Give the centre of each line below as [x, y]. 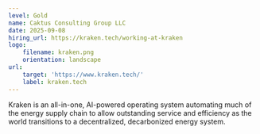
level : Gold [28, 15]
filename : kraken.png [58, 52]
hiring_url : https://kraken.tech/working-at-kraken [95, 38]
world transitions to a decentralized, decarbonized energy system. [117, 121]
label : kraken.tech [55, 82]
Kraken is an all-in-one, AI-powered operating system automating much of [130, 105]
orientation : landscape [62, 60]
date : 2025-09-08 [37, 30]
